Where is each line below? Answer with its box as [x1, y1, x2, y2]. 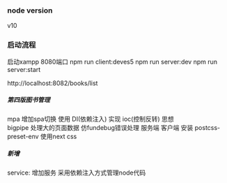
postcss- [194, 123, 221, 131]
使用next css [40, 132, 77, 140]
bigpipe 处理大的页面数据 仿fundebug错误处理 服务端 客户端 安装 [7, 123, 194, 131]
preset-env [7, 132, 40, 140]
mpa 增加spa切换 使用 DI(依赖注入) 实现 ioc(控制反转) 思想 [7, 115, 174, 123]
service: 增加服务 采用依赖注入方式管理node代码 [7, 168, 146, 177]
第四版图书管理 [7, 96, 50, 104]
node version [7, 6, 53, 15]
